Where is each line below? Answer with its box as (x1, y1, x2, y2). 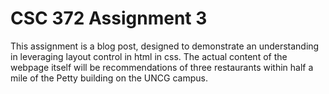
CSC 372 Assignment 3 (10, 7, 208, 30)
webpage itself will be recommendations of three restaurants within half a (10, 61, 314, 73)
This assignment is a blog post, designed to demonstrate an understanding (10, 40, 320, 52)
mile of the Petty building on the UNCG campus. (10, 72, 208, 84)
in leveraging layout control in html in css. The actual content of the (10, 50, 288, 62)
